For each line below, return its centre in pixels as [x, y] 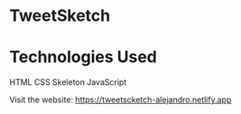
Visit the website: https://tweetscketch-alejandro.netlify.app [120, 100]
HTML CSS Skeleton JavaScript [68, 82]
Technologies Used [83, 57]
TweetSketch [60, 16]
